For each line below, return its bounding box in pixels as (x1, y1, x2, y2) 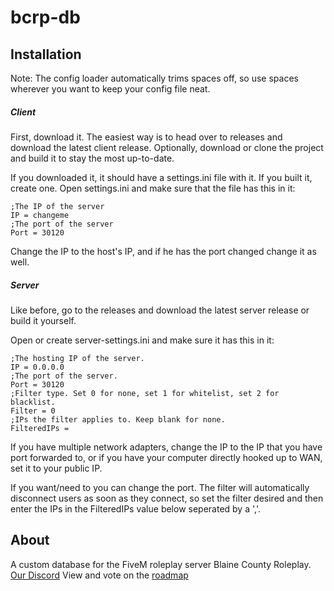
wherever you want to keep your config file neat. (10, 83, 211, 95)
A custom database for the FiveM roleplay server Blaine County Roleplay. (10, 558, 312, 570)
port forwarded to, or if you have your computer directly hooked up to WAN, (10, 451, 323, 463)
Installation (10, 46, 82, 63)
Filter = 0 (10, 406, 56, 416)
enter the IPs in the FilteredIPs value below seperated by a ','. (10, 502, 261, 515)
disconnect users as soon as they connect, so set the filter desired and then (10, 492, 324, 504)
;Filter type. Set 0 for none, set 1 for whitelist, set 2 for (10, 388, 280, 398)
